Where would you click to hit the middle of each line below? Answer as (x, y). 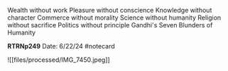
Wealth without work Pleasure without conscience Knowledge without (110, 10)
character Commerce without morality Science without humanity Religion (114, 18)
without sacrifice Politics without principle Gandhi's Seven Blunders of (110, 25)
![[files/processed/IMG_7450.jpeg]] (59, 60)
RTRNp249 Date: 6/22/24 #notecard (61, 46)
